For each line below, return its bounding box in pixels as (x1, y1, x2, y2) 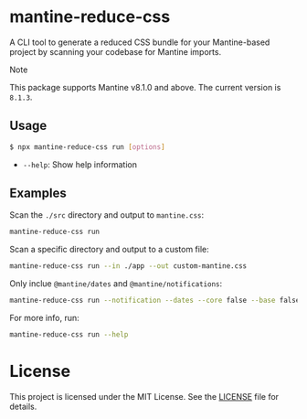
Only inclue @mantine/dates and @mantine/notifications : (9, 278, 223, 289)
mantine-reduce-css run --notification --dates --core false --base (9, 295, 276, 306)
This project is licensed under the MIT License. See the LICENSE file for (9, 391, 280, 402)
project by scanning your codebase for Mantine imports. (9, 46, 222, 57)
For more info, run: (9, 313, 79, 324)
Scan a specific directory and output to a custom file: (9, 244, 210, 255)
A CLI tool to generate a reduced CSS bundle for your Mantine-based (9, 37, 270, 48)
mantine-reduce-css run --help (9, 330, 129, 339)
